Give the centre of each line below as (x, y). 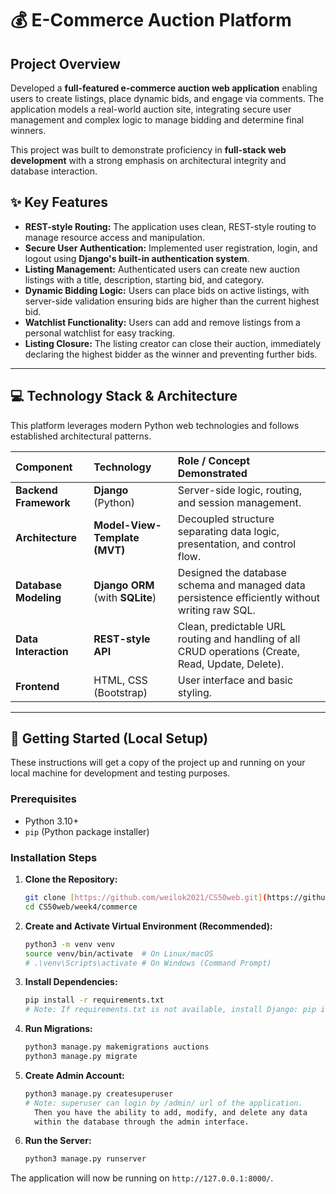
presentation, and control (237, 544)
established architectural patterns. (81, 436)
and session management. (239, 502)
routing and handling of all (239, 639)
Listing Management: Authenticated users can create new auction (162, 269)
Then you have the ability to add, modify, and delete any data (171, 1112)
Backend (36, 490)
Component (44, 467)
